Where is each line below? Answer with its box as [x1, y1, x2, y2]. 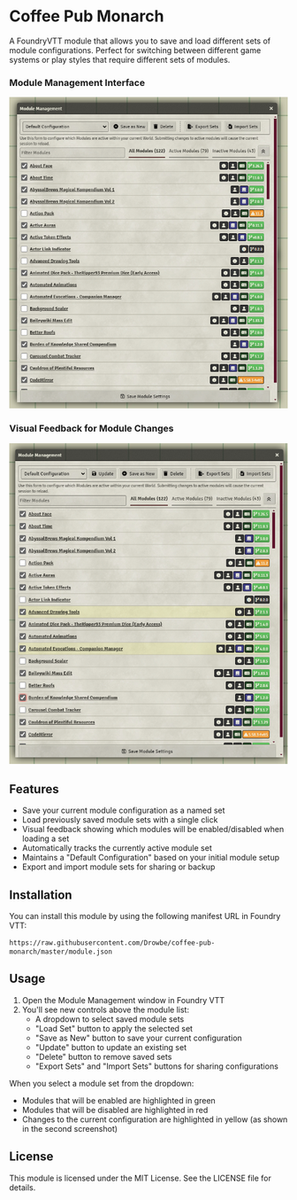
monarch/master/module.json [9, 947, 113, 956]
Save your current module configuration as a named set [21, 805, 225, 816]
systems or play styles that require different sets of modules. [9, 54, 231, 65]
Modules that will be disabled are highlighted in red [21, 1104, 209, 1115]
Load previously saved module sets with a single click [21, 814, 218, 825]
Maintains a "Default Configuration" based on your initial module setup [21, 853, 280, 863]
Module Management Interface [9, 76, 146, 89]
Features [9, 782, 59, 797]
